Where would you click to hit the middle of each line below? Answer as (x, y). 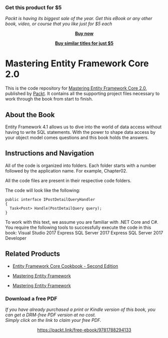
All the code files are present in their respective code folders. (68, 181)
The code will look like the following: (43, 190)
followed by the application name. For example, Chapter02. (66, 171)
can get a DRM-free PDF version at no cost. (51, 315)
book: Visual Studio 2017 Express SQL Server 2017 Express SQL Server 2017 (84, 232)
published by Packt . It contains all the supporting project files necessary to (82, 94)
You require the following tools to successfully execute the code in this (78, 227)
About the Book (30, 115)
